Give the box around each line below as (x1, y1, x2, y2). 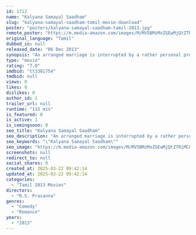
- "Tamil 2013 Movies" (11, 182, 66, 188)
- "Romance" (11, 209, 41, 215)
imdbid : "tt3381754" (6, 68, 57, 74)
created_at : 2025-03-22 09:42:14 (6, 166, 87, 172)
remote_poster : (6, 30, 43, 36)
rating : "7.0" (6, 62, 41, 69)
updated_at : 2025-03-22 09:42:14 (6, 171, 87, 177)
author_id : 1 (6, 95, 38, 101)
